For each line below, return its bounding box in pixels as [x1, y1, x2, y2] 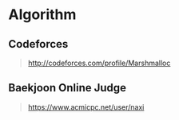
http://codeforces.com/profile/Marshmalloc [27, 58, 171, 68]
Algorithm [8, 6, 77, 24]
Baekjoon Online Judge [8, 81, 126, 95]
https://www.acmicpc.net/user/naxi [27, 102, 145, 112]
